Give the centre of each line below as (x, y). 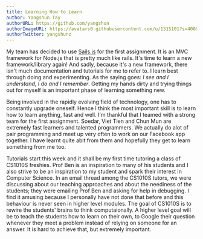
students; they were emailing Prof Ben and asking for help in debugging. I (98, 191)
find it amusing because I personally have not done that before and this (95, 197)
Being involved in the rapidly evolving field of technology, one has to (91, 102)
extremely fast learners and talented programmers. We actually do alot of (98, 128)
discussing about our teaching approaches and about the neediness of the (99, 185)
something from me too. (36, 147)
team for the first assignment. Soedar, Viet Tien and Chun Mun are (89, 121)
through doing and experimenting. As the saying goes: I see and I (88, 77)
